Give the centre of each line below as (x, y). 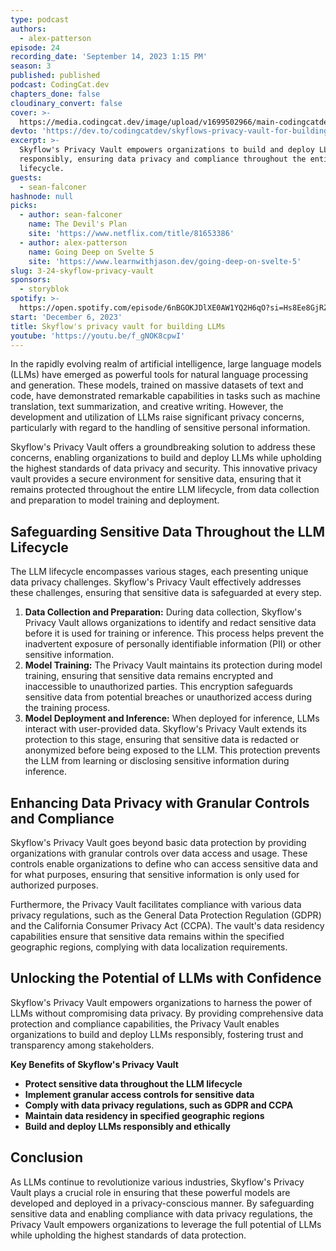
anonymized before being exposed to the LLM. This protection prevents (172, 750)
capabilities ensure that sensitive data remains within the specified (147, 936)
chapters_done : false (55, 94)
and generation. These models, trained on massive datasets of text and (157, 385)
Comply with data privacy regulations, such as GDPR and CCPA (159, 1105)
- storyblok (44, 289)
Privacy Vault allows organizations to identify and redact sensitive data (170, 623)
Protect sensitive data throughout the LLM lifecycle (133, 1083)
